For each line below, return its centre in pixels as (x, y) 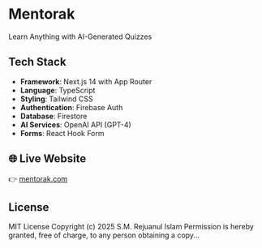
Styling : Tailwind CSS (56, 99)
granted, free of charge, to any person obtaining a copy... (104, 235)
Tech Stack (37, 62)
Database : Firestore (54, 116)
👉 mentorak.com (38, 178)
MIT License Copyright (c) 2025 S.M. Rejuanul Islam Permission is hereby (131, 227)
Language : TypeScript (58, 90)
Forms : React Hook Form (62, 133)
